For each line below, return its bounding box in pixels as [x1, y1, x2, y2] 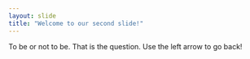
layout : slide [8, 11, 57, 20]
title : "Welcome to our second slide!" [8, 19, 144, 27]
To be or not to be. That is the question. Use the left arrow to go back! [8, 41, 243, 51]
